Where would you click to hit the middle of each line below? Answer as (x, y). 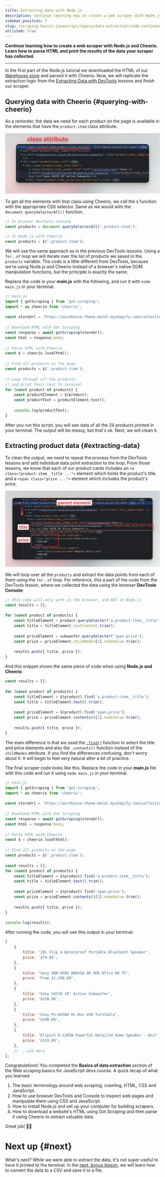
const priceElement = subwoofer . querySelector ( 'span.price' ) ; (79, 636)
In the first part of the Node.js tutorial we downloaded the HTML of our (77, 70)
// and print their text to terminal (44, 384)
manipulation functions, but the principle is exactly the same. (67, 272)
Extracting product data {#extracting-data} (73, 446)
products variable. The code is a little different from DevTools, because (77, 261)
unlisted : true (21, 31)
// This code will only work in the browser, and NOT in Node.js (73, 600)
